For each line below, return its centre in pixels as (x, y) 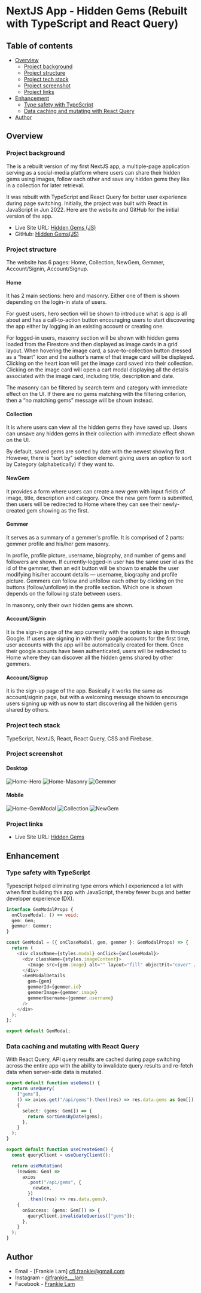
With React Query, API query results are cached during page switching (93, 1059)
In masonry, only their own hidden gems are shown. (70, 605)
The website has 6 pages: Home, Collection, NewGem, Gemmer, (86, 262)
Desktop (17, 768)
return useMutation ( (37, 1166)
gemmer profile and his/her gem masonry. (58, 544)
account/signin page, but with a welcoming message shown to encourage (97, 697)
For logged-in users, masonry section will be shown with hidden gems (93, 338)
